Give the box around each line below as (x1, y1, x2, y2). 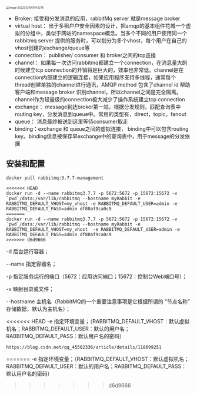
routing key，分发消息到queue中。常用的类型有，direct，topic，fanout (14, 111, 186, 117)
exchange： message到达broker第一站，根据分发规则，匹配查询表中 (14, 103, 181, 110)
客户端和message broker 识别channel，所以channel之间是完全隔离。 (14, 88, 182, 95)
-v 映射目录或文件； (6, 285, 55, 292)
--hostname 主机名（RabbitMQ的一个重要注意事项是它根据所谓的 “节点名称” (6, 297, 190, 305)
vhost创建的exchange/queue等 (14, 44, 90, 51)
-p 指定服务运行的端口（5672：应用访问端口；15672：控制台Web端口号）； (6, 273, 188, 280)
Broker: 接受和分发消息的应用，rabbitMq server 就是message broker (14, 15, 181, 22)
